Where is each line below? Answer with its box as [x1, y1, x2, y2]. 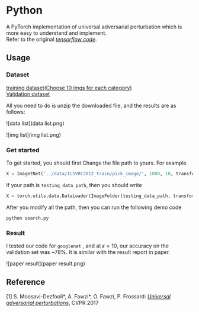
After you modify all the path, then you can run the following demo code [6, 204, 182, 211]
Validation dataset [6, 90, 50, 98]
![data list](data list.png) [6, 120, 65, 127]
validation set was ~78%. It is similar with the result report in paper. [6, 248, 171, 255]
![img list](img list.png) [6, 131, 61, 138]
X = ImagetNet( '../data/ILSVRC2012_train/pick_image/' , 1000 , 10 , [6, 171, 174, 176]
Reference [6, 277, 46, 287]
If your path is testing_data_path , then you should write [6, 181, 142, 188]
